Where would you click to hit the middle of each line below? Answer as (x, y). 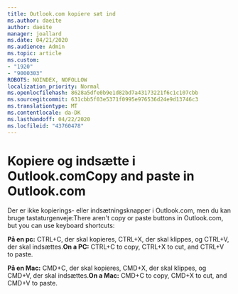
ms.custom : (23, 60)
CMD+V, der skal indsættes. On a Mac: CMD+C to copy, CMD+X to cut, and (117, 276)
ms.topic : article (34, 54)
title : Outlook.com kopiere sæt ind (61, 14)
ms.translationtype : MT (43, 106)
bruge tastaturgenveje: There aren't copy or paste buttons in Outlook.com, (115, 218)
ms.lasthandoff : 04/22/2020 (49, 119)
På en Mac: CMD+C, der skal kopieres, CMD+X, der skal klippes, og (107, 268)
